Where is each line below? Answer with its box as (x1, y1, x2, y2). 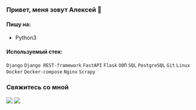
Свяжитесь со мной (6, 83, 69, 92)
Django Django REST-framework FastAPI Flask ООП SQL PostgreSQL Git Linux (6, 63, 191, 69)
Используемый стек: (6, 48, 63, 55)
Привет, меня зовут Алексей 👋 (6, 5, 102, 14)
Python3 (15, 34, 37, 41)
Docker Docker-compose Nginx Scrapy (6, 69, 96, 75)
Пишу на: (6, 21, 32, 28)
